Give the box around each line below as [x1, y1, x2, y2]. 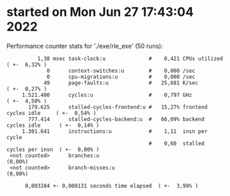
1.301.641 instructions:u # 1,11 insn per [21, 127, 208, 135]
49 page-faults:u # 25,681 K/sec [43, 79, 198, 87]
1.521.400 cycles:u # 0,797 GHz [21, 91, 193, 98]
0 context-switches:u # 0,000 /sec [46, 67, 195, 74]
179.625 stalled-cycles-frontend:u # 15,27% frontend [28, 103, 208, 111]
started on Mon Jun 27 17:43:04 [6, 4, 194, 20]
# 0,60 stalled [148, 140, 205, 147]
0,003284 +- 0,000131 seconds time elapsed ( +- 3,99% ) [24, 182, 198, 189]
